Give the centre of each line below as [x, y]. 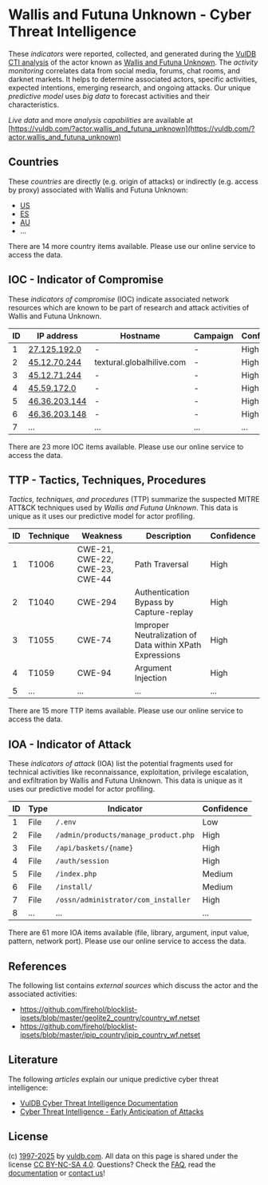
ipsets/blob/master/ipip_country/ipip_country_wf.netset [110, 1035]
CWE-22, [95, 559]
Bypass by [154, 602]
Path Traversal [162, 564]
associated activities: [43, 994]
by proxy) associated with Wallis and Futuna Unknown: [99, 190]
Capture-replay [164, 612]
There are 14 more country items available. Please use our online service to [132, 246]
